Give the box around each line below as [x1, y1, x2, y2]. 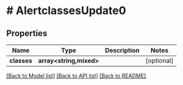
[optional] [145, 56, 174, 65]
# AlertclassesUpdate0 [6, 4, 126, 18]
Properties [6, 28, 48, 39]
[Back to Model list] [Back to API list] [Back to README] [6, 72, 146, 79]
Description [104, 46, 140, 54]
